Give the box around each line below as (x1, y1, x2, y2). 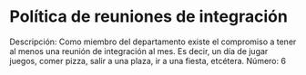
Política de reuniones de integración (9, 6, 289, 27)
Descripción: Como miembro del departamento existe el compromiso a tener (9, 36, 297, 47)
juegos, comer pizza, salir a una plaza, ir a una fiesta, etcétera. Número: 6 (9, 55, 287, 66)
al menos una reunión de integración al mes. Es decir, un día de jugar (9, 45, 269, 56)
